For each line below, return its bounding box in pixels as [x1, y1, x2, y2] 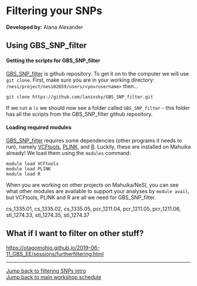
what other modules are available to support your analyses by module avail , [6, 187, 189, 194]
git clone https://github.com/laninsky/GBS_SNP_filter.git [6, 94, 154, 100]
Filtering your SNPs [6, 4, 103, 18]
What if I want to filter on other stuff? [6, 228, 144, 238]
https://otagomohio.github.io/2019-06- [6, 244, 100, 251]
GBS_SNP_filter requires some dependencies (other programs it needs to [6, 137, 182, 144]
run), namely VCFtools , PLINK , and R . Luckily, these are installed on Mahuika [6, 143, 191, 150]
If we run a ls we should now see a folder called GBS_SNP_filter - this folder [6, 104, 191, 111]
